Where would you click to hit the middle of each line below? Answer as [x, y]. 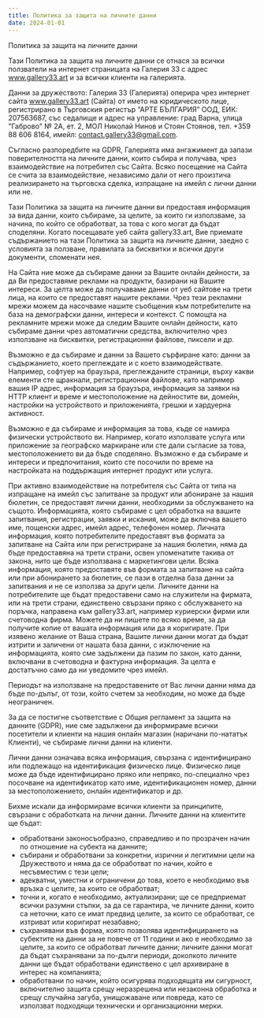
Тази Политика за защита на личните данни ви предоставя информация [129, 206]
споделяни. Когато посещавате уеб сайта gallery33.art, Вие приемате [125, 232]
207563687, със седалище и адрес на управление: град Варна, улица [125, 117]
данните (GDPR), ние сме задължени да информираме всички [113, 725]
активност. [26, 413]
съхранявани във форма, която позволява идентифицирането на [129, 930]
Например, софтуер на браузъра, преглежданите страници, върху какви [131, 371]
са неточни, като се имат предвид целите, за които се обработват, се [137, 913]
